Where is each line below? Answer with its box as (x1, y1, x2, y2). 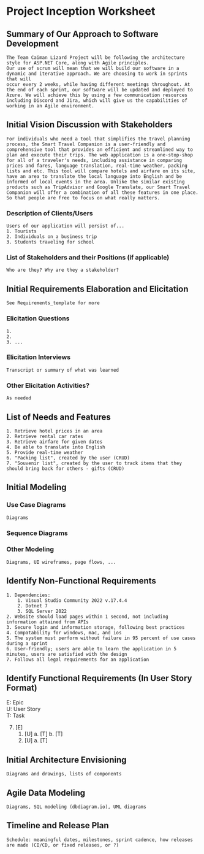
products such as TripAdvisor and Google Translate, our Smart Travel (6, 184, 191, 190)
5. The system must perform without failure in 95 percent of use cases (6, 635, 196, 641)
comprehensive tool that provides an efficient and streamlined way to (6, 146, 193, 153)
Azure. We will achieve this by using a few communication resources (6, 92, 188, 98)
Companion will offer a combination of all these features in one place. (6, 189, 199, 196)
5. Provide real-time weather (6, 449, 84, 455)
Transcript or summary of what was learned (6, 367, 119, 373)
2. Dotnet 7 (17, 602, 48, 609)
